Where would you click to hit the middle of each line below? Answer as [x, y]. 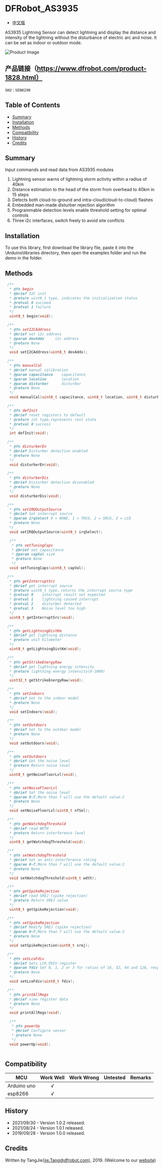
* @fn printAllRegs [29, 995]
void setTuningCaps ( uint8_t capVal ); [48, 568]
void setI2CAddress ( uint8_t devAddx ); [49, 352]
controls [20, 215]
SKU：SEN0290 [18, 90]
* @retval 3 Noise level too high [48, 608]
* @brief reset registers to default [48, 415]
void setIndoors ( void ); [33, 712]
